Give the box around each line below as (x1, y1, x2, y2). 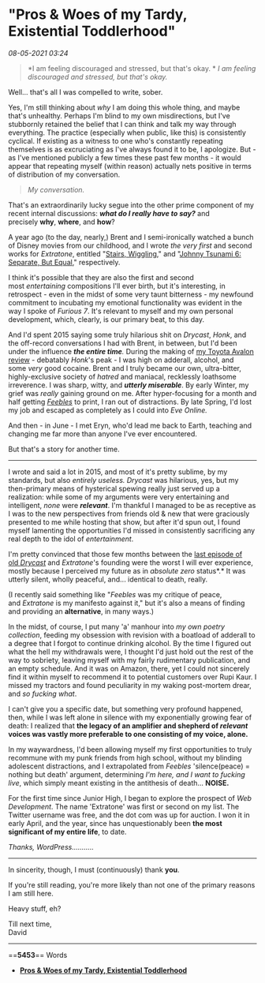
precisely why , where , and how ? (8, 217, 116, 226)
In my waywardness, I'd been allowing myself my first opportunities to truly (8, 744, 252, 754)
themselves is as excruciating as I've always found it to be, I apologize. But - (8, 144, 256, 154)
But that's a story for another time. (8, 444, 120, 454)
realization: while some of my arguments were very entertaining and (8, 491, 230, 502)
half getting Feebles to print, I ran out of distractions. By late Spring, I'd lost (8, 397, 252, 406)
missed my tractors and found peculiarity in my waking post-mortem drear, (8, 680, 252, 690)
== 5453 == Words (8, 950, 68, 959)
